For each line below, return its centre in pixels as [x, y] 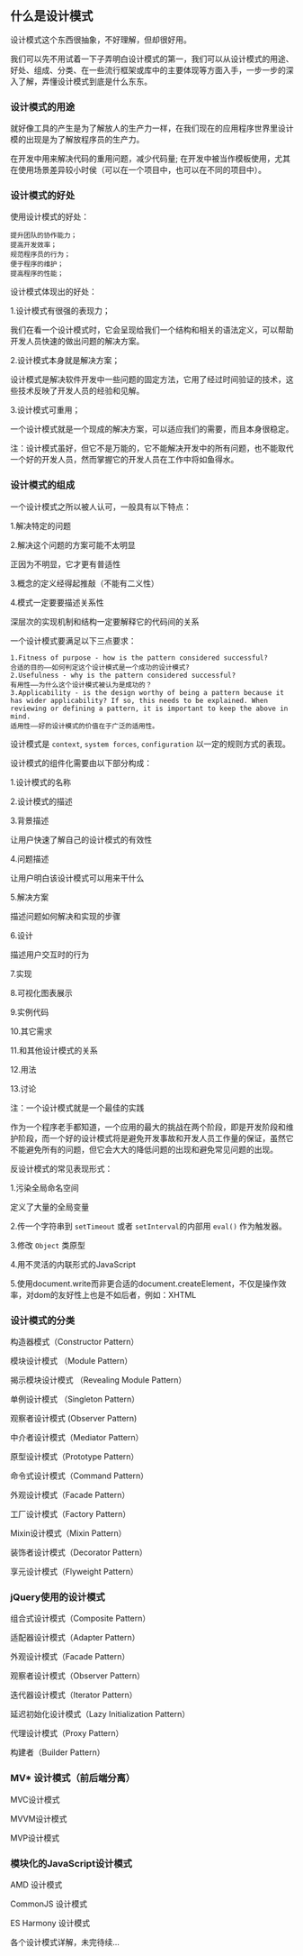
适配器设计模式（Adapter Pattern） [75, 1638]
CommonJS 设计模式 [49, 1904]
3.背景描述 [30, 820]
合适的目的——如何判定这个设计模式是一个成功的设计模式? [100, 667]
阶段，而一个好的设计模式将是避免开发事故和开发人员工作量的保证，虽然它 [156, 1138]
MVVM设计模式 [39, 1818]
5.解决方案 [29, 897]
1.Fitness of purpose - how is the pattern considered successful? [139, 658]
